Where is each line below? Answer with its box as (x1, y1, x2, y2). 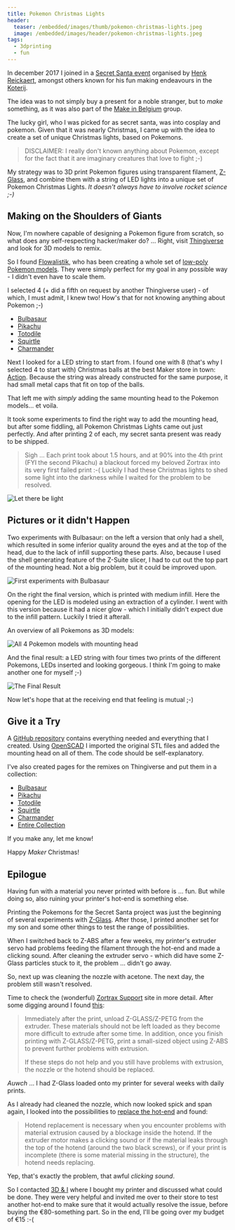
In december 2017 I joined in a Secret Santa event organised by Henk (7, 68, 207, 77)
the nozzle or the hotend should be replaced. (24, 1065, 155, 1074)
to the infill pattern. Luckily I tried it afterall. (7, 612, 131, 621)
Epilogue (7, 868, 47, 880)
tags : (7, 36, 23, 43)
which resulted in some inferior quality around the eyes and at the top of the (7, 541, 227, 549)
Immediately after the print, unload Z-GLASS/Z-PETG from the (24, 1015, 203, 1023)
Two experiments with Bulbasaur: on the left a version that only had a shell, (7, 533, 224, 541)
